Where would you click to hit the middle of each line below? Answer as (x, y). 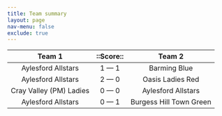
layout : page (26, 20)
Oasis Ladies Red (171, 79)
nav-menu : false (31, 26)
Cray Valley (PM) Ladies (50, 91)
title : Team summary (37, 14)
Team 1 (50, 56)
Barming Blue (171, 68)
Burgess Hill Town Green (171, 102)
